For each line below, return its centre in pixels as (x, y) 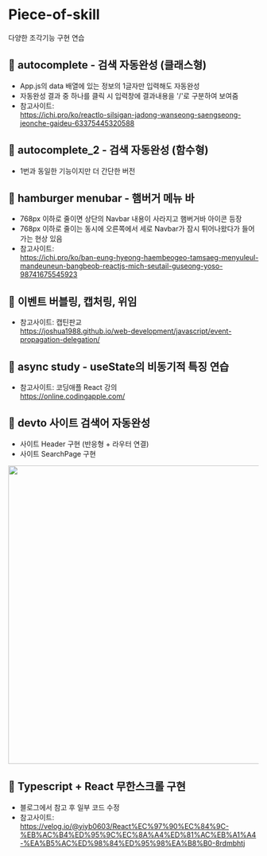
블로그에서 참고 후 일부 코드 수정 (70, 807)
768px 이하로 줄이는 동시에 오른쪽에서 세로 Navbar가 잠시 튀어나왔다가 (130, 229)
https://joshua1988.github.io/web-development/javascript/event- (126, 331)
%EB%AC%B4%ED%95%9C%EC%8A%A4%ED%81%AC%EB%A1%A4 (138, 835)
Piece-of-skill (54, 15)
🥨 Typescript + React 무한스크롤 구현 (97, 786)
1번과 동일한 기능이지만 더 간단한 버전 (77, 171)
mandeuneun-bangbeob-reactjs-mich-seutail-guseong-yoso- (121, 266)
